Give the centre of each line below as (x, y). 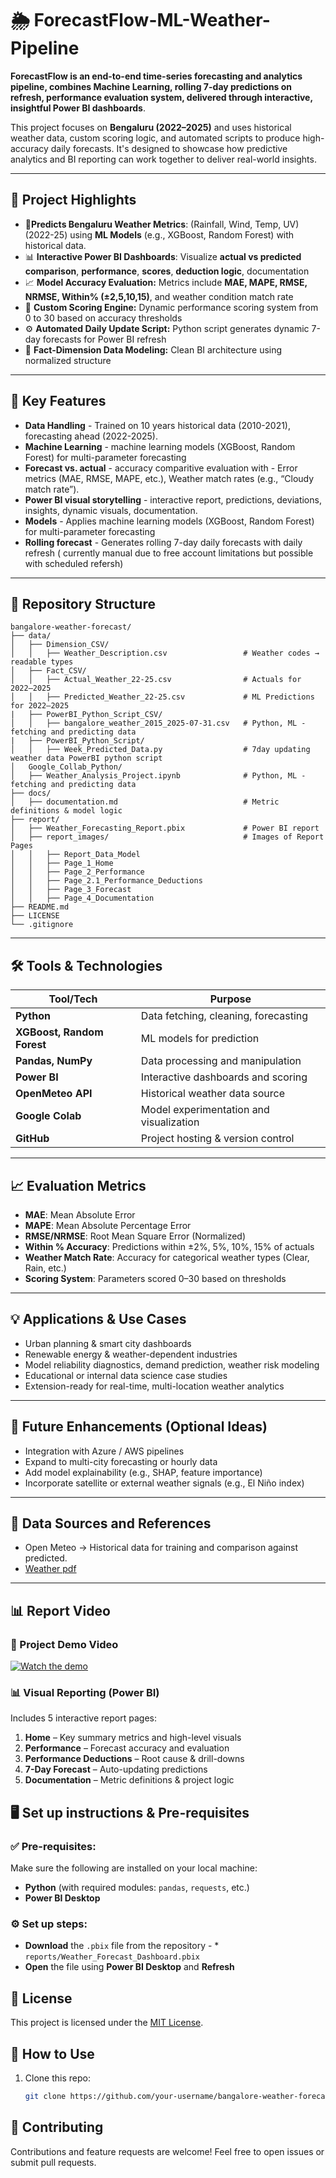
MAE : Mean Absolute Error (80, 1215)
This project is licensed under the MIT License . (107, 2023)
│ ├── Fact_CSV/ (48, 671)
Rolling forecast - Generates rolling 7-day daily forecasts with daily (163, 542)
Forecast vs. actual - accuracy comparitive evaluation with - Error (161, 468)
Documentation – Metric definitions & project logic (129, 1780)
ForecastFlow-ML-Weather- (152, 20)
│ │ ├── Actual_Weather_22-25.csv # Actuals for (156, 680)
